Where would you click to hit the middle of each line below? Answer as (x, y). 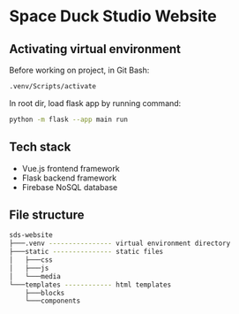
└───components (53, 301)
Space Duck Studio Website (113, 16)
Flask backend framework (69, 178)
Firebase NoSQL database (70, 187)
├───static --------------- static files (86, 252)
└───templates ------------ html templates (90, 285)
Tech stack (40, 147)
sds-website (31, 235)
